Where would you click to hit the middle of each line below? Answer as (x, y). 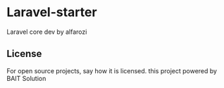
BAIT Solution (26, 78)
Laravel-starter (52, 12)
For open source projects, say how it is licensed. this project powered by (112, 70)
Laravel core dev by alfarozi (47, 32)
